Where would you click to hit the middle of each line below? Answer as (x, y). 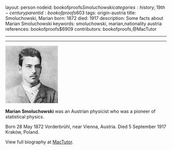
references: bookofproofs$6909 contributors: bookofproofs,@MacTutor (81, 29)
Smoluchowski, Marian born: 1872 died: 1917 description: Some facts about (84, 18)
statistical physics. (25, 117)
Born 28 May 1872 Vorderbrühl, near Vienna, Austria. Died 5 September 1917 (86, 127)
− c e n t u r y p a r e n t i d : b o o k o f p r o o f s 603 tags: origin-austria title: (71, 13)
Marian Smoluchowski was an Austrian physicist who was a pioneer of (81, 111)
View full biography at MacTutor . (39, 142)
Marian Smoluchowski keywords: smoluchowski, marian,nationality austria (84, 23)
